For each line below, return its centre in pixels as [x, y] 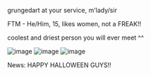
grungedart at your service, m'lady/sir [62, 10]
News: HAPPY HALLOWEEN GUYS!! [59, 65]
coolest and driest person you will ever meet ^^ [76, 37]
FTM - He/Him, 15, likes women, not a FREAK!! [74, 24]
